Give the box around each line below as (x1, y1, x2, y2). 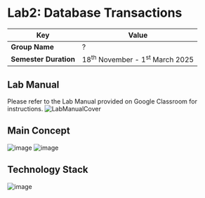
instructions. (7, 105, 44, 113)
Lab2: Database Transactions (7, 5, 183, 21)
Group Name (11, 42, 54, 52)
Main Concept (7, 125, 70, 137)
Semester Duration (11, 54, 76, 64)
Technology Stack (7, 164, 88, 176)
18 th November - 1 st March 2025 (81, 53, 194, 64)
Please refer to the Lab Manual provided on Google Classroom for (7, 97, 198, 106)
